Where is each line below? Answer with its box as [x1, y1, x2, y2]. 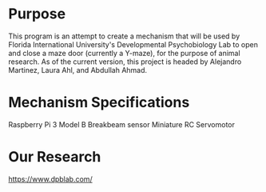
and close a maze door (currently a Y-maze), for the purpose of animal [8, 48, 241, 58]
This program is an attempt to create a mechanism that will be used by [8, 31, 240, 41]
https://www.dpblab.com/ [8, 174, 93, 184]
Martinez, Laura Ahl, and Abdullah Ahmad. [8, 65, 148, 74]
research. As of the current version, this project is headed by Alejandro [8, 57, 242, 66]
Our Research [8, 148, 101, 166]
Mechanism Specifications [8, 94, 190, 112]
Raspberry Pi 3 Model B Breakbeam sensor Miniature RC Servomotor [8, 119, 236, 129]
